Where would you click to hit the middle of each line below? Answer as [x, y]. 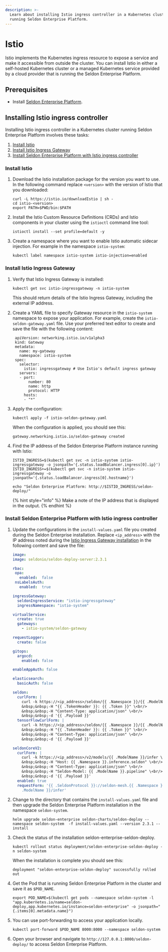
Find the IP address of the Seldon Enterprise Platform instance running [85, 446]
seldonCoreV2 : [27, 748]
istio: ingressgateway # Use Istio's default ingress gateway [90, 369]
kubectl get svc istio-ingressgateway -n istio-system [71, 288]
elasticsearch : [28, 679]
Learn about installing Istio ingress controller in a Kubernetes [80, 15]
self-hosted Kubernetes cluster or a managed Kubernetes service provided [82, 69]
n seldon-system [29, 851]
